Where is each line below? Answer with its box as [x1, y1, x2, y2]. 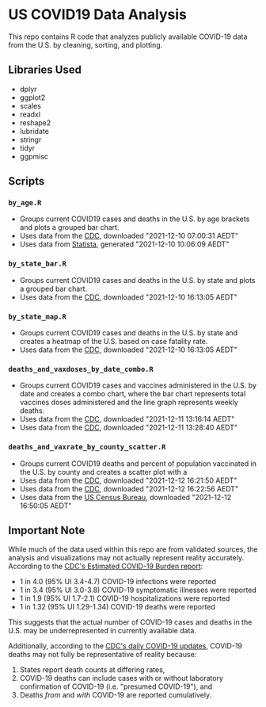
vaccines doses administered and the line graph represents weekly [19, 398, 239, 407]
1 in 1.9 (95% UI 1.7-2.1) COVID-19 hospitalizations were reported [19, 594, 230, 603]
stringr [19, 135, 42, 144]
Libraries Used [8, 63, 82, 77]
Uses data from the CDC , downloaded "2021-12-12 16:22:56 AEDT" [19, 483, 239, 493]
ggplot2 [19, 93, 46, 102]
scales [19, 101, 42, 110]
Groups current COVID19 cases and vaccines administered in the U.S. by [19, 380, 257, 390]
